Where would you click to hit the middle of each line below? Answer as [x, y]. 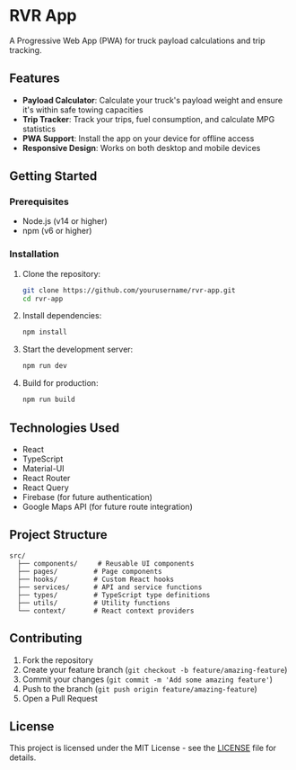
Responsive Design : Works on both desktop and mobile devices [141, 148]
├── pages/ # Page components [90, 571]
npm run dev [44, 366]
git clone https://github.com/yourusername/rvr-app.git [129, 290]
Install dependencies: [62, 316]
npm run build [48, 400]
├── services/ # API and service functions [110, 587]
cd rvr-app [43, 299]
